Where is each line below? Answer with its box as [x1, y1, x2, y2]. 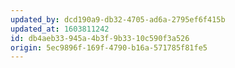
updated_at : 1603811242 [10, 24, 110, 34]
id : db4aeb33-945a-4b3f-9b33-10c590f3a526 [10, 33, 190, 43]
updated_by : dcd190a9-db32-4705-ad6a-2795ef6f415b [10, 14, 226, 25]
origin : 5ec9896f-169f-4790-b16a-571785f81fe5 [10, 42, 208, 53]
